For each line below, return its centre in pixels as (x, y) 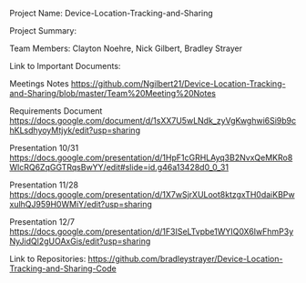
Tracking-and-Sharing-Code (63, 268)
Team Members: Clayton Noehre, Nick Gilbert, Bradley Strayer (126, 48)
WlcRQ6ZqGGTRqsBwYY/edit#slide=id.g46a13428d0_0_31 (119, 167)
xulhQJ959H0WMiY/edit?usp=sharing (81, 204)
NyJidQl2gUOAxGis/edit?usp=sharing (80, 241)
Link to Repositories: (48, 259)
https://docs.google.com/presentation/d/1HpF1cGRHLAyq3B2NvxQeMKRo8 (151, 157)
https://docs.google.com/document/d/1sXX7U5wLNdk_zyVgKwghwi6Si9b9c (153, 121)
